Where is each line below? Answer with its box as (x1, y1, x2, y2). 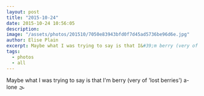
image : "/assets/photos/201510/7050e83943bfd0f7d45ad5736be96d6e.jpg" (6, 32, 190, 38)
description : (6, 26, 40, 32)
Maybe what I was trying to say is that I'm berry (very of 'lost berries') (6, 77, 183, 84)
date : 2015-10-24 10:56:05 (6, 20, 75, 26)
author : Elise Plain (6, 37, 59, 43)
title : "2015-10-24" (6, 15, 59, 21)
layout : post (6, 9, 40, 15)
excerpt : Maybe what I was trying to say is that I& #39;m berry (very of (6, 43, 199, 49)
